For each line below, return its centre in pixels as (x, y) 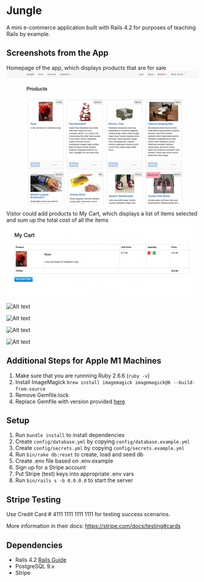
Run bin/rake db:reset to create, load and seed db (79, 455)
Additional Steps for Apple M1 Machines (84, 361)
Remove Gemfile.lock (42, 395)
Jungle (24, 11)
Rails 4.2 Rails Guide (41, 560)
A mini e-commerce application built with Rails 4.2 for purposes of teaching (101, 27)
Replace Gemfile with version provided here (70, 401)
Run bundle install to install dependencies (70, 435)
